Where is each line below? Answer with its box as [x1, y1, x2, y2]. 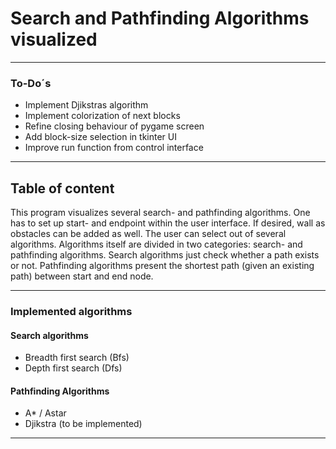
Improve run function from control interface [24, 142, 204, 154]
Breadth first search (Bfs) [24, 352, 130, 364]
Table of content [10, 180, 115, 197]
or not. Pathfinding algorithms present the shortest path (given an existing [10, 260, 315, 272]
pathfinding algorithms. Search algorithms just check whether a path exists [10, 249, 320, 261]
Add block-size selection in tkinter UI [24, 131, 177, 143]
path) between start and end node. [10, 270, 154, 282]
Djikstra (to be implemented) [24, 418, 143, 430]
